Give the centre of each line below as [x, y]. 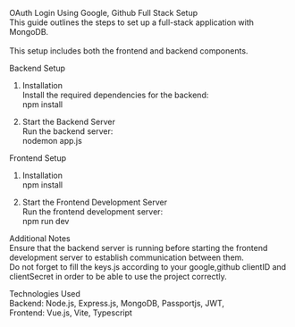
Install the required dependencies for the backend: [115, 95]
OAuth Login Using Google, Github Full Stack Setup [104, 13]
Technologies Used [45, 293]
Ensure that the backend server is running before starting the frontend [139, 248]
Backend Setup [37, 68]
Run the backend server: [67, 131]
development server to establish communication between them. [126, 257]
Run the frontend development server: [93, 212]
